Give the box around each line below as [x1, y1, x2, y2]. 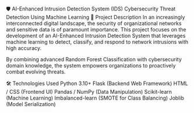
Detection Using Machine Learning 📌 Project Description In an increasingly [6, 14, 185, 20]
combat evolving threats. [6, 68, 66, 75]
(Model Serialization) [6, 101, 57, 107]
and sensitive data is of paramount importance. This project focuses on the [6, 26, 186, 33]
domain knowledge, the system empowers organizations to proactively [6, 62, 176, 69]
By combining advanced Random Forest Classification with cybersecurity [6, 56, 182, 63]
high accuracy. [6, 45, 42, 51]
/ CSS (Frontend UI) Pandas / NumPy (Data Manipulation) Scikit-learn [6, 89, 172, 95]
